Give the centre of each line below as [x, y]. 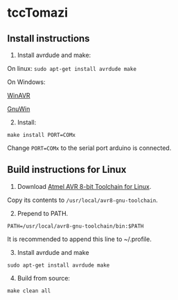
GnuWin [19, 109]
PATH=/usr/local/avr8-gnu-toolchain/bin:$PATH [75, 226]
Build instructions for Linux [67, 170]
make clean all [29, 291]
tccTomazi [37, 13]
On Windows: [26, 82]
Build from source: [44, 278]
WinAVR [19, 95]
